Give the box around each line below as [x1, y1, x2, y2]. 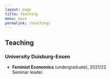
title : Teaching [5, 12, 38, 16]
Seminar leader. [12, 69, 44, 75]
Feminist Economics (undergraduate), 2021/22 [12, 64, 107, 70]
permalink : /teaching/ [5, 20, 51, 26]
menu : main [5, 16, 27, 21]
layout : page [5, 7, 32, 12]
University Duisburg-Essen [5, 53, 70, 60]
